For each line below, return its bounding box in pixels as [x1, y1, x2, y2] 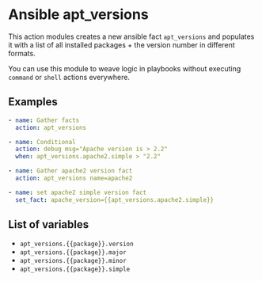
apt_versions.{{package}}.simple [19, 265, 131, 274]
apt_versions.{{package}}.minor [19, 257, 127, 265]
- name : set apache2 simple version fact [8, 188, 147, 196]
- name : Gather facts [8, 116, 80, 124]
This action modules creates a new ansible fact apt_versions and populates [8, 32, 255, 41]
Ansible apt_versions [8, 6, 149, 24]
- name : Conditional [8, 138, 77, 146]
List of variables [8, 218, 89, 231]
